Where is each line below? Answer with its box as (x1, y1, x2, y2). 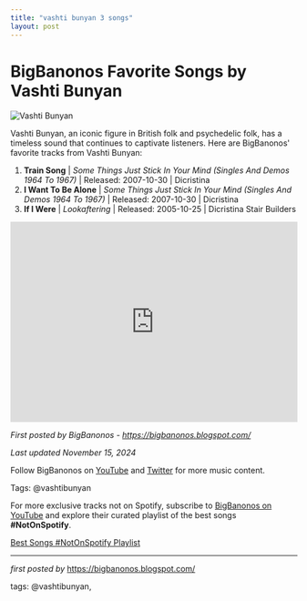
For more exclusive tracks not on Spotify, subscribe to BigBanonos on (10, 500, 272, 511)
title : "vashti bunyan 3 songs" (10, 13, 133, 23)
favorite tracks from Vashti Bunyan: (10, 148, 143, 158)
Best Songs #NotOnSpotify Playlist (10, 537, 140, 548)
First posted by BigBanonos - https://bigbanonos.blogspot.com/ (10, 430, 251, 441)
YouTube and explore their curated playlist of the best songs (10, 510, 237, 521)
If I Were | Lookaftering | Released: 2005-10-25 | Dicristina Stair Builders (23, 204, 297, 215)
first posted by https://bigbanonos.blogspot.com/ (10, 564, 196, 575)
